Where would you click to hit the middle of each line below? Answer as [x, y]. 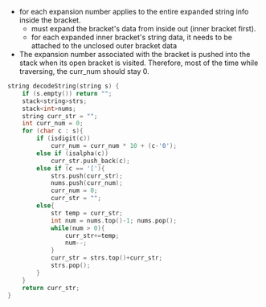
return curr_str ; [51, 288]
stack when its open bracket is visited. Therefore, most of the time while [139, 63]
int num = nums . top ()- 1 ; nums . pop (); [114, 220]
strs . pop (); [70, 265]
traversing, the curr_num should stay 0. [84, 71]
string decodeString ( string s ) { [63, 86]
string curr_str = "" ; [60, 116]
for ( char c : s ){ [53, 131]
